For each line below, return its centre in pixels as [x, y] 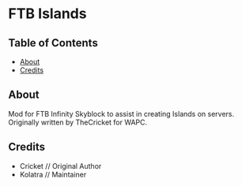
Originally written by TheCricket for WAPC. [78, 122]
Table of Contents [53, 43]
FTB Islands [47, 14]
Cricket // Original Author [60, 166]
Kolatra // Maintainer [53, 174]
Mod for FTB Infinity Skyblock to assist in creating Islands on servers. [121, 113]
